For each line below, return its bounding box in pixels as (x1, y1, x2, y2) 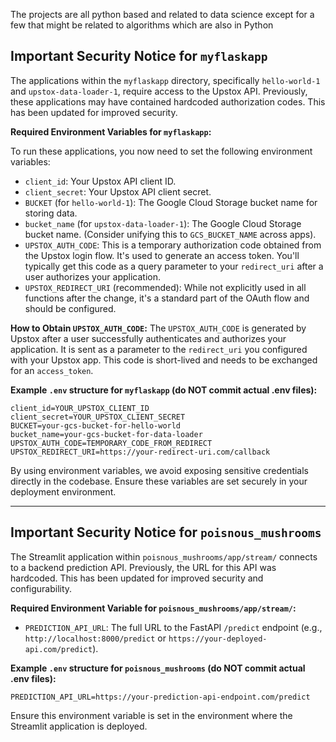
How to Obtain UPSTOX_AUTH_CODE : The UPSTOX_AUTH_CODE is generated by (10, 322, 307, 334)
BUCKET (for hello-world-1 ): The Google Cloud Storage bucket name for (24, 196, 318, 208)
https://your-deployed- (168, 634, 268, 644)
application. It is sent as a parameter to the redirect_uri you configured (10, 343, 308, 355)
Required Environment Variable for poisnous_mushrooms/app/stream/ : (10, 602, 297, 614)
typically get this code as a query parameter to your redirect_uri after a (24, 260, 324, 272)
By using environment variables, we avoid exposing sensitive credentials (10, 464, 309, 476)
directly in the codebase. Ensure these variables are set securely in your (10, 475, 308, 487)
